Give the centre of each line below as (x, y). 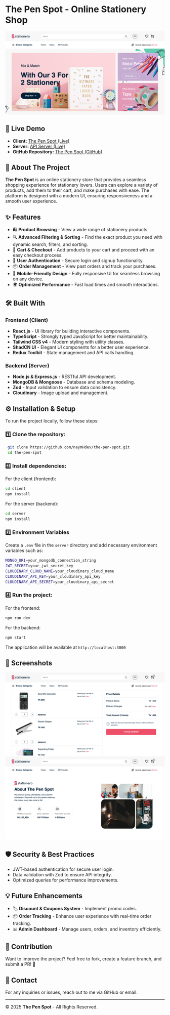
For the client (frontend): (31, 479)
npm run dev (18, 618)
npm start (16, 638)
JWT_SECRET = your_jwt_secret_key (39, 566)
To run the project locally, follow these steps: (52, 421)
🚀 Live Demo (25, 129)
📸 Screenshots (29, 663)
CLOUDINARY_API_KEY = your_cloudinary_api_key (53, 576)
